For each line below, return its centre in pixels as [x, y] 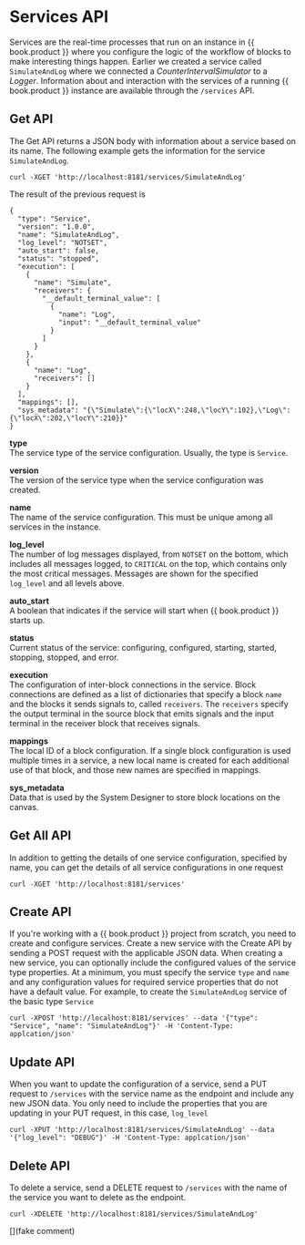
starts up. [27, 620]
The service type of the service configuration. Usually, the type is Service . [149, 452]
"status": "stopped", [59, 258]
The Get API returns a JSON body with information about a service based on [153, 141]
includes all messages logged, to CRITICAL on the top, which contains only [148, 563]
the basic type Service [51, 1002]
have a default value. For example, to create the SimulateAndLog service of [148, 992]
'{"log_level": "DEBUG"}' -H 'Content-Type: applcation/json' [130, 1138]
